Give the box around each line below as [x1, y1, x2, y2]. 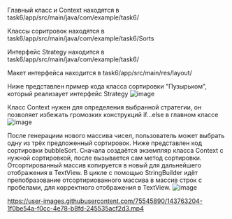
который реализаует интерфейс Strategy [7, 90, 129, 98]
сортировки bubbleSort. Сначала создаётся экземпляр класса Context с [7, 146, 224, 154]
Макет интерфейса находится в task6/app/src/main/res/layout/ [7, 69, 192, 77]
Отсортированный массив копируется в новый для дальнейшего [7, 161, 201, 169]
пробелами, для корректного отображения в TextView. [7, 183, 171, 191]
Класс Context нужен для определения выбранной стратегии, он [7, 103, 202, 111]
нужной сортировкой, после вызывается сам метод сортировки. [7, 153, 202, 162]
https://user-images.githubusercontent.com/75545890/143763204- [7, 197, 203, 205]
